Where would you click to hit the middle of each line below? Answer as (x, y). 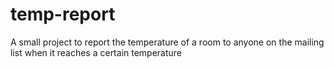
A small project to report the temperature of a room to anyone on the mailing (167, 42)
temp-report (63, 14)
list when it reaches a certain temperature (96, 52)
